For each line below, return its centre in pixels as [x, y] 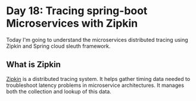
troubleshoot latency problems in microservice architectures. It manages [95, 85]
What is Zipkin [33, 65]
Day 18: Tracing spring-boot [77, 11]
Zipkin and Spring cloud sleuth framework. [58, 46]
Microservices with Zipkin [72, 23]
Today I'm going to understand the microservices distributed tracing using [97, 40]
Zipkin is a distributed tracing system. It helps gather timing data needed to [98, 79]
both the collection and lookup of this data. [59, 91]
